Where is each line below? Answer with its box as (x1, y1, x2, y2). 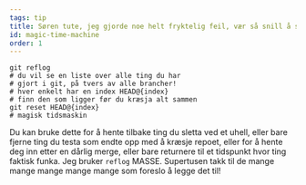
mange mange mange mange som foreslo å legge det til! (9, 165, 221, 177)
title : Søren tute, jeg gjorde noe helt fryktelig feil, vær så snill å (9, 22, 291, 31)
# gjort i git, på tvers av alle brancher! (9, 79, 178, 89)
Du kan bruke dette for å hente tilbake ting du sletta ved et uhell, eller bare (9, 127, 289, 138)
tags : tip (9, 13, 47, 23)
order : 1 (9, 38, 43, 48)
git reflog (9, 63, 51, 73)
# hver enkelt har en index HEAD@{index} (9, 87, 169, 96)
